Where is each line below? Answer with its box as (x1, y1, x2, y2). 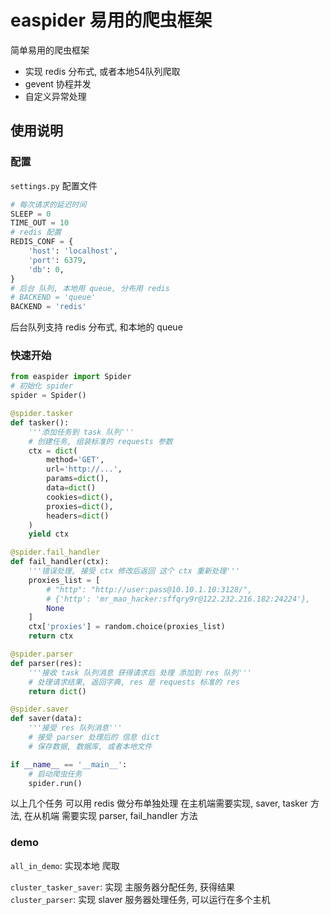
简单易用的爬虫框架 (10, 44, 90, 56)
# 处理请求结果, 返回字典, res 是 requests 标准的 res (28, 677, 240, 687)
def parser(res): (10, 658, 83, 668)
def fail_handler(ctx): (10, 557, 110, 567)
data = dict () (46, 483, 97, 493)
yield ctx (28, 529, 70, 540)
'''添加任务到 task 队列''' (28, 427, 135, 437)
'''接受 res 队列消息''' (28, 723, 123, 733)
